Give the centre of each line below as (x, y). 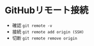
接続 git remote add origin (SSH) (48, 31)
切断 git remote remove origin (44, 38)
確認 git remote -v (32, 25)
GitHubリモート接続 (46, 10)
